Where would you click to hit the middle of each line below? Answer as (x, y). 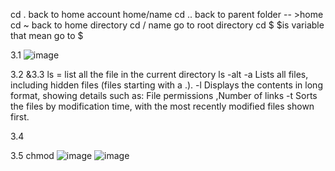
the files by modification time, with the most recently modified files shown (162, 106)
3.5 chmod (32, 155)
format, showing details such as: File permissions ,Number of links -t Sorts (164, 95)
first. (20, 117)
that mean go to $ (47, 35)
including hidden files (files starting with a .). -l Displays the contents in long (166, 85)
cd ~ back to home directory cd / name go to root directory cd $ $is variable (167, 25)
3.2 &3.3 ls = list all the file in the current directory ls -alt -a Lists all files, (159, 74)
